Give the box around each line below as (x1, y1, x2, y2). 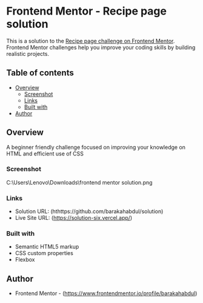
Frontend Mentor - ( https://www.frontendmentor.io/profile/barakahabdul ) (15, 290, 198, 297)
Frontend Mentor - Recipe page (6, 4, 167, 18)
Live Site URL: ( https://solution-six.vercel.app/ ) (15, 214, 133, 222)
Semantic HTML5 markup (15, 243, 79, 250)
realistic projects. (6, 50, 50, 57)
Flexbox (15, 256, 35, 264)
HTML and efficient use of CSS (6, 150, 84, 157)
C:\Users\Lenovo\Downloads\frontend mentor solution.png (6, 179, 153, 186)
